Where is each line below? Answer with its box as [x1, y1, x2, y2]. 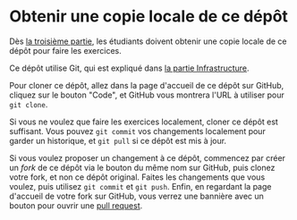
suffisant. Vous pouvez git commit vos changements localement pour [9, 125, 266, 136]
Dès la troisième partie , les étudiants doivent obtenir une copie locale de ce [9, 36, 287, 47]
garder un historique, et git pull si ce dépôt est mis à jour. [9, 135, 226, 146]
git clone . [9, 98, 48, 109]
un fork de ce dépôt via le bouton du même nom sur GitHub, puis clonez [9, 162, 276, 173]
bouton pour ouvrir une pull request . [9, 199, 143, 211]
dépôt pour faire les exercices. [9, 45, 123, 55]
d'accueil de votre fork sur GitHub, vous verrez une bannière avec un [9, 190, 264, 201]
